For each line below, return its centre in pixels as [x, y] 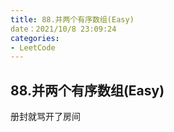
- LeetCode [33, 47]
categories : [35, 38]
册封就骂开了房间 [45, 117]
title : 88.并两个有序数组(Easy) [72, 19]
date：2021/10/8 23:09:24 [63, 29]
